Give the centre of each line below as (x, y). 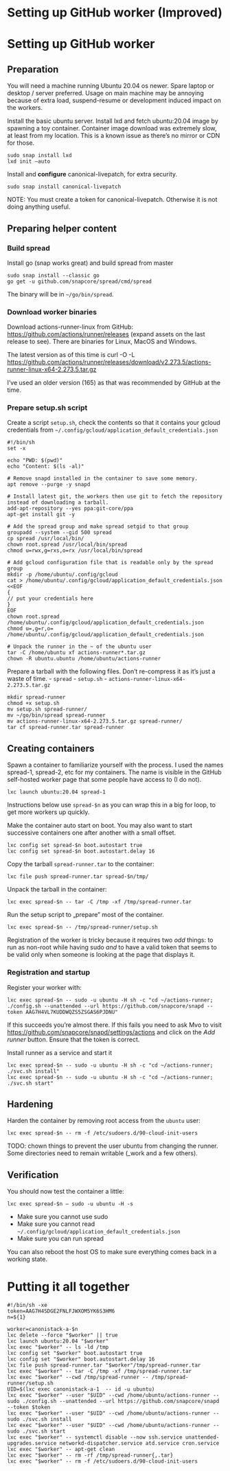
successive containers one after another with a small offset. (92, 833)
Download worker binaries (52, 312)
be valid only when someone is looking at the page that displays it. (101, 955)
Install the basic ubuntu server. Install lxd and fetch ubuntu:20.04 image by (113, 121)
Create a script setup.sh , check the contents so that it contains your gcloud (114, 423)
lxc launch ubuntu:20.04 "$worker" (58, 1341)
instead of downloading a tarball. (58, 502)
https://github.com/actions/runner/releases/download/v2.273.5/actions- (109, 362)
